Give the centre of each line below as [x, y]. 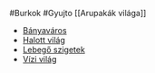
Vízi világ [39, 59]
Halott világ [44, 40]
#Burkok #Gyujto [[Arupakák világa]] [78, 13]
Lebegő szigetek [54, 50]
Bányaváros [44, 30]
